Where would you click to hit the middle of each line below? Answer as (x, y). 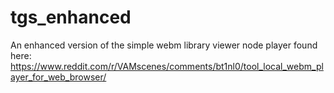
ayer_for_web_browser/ (58, 77)
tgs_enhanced (71, 17)
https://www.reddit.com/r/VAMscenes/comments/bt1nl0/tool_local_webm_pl (167, 66)
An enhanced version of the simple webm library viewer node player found (164, 45)
